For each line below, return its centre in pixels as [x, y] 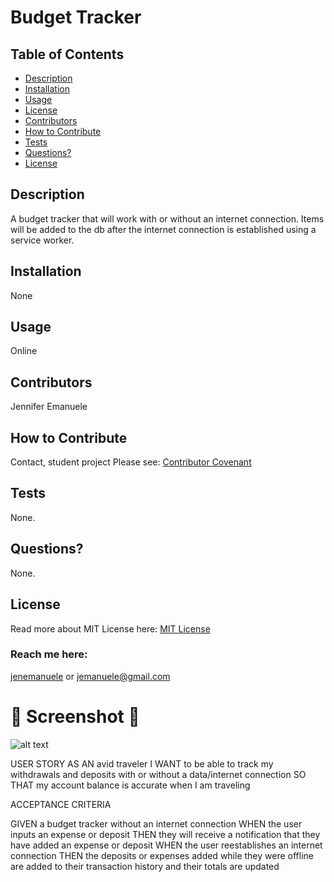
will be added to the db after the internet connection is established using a [163, 229]
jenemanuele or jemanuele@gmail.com [90, 676]
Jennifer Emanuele [49, 407]
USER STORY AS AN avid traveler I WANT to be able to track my [142, 763]
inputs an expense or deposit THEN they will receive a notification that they [165, 834]
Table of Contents [67, 54]
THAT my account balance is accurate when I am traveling [130, 785]
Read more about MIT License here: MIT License [110, 628]
